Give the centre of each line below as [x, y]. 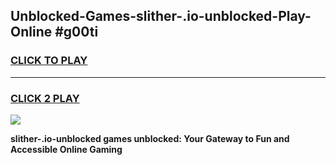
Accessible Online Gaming [66, 149]
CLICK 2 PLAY [45, 98]
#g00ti [76, 32]
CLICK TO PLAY [49, 61]
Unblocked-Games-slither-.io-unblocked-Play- [161, 16]
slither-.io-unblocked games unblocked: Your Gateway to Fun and [150, 138]
